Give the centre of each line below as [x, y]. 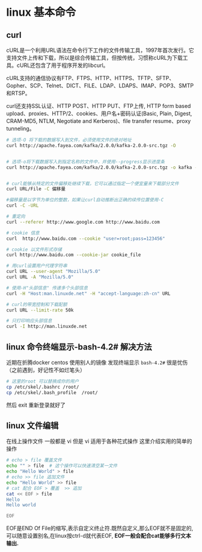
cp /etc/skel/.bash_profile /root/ [52, 392]
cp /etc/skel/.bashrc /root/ [43, 387]
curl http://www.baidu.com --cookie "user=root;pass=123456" [86, 239]
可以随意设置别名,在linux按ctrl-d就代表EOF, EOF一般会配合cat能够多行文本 [99, 536]
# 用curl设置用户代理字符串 [37, 266]
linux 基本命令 [41, 12]
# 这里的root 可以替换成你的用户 [43, 381]
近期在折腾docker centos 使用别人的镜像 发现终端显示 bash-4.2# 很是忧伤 [97, 362]
